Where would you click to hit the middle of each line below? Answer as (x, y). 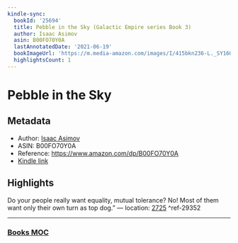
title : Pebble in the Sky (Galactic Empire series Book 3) (103, 27)
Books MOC (28, 232)
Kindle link (33, 161)
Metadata (29, 121)
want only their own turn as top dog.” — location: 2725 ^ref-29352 (104, 208)
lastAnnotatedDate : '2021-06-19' (63, 47)
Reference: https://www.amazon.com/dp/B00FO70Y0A (98, 153)
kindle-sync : (27, 14)
